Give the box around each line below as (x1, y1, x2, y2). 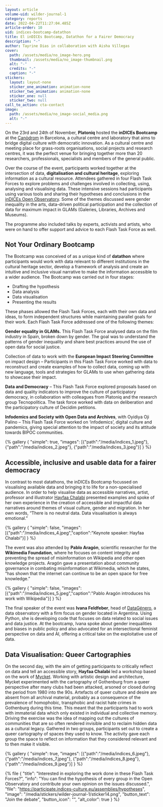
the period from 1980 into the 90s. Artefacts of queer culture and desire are (5, 689, 157, 695)
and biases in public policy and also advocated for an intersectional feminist (5, 626, 158, 632)
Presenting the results (12, 299, 57, 305)
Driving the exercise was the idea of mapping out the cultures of (5, 715, 134, 721)
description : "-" (5, 39, 41, 44)
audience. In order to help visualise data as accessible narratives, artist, (5, 489, 149, 495)
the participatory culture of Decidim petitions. (5, 404, 97, 410)
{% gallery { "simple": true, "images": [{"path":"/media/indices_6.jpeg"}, (5, 751, 150, 757)
